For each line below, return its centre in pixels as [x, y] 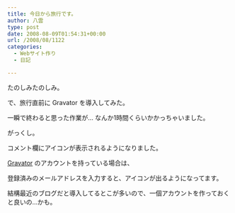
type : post [23, 27]
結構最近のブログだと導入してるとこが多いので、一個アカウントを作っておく [119, 193]
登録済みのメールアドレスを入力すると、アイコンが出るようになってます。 [115, 177]
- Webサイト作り [35, 54]
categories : [25, 47]
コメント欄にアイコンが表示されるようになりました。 [85, 148]
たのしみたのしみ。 [35, 87]
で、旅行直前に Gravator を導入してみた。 [68, 102]
